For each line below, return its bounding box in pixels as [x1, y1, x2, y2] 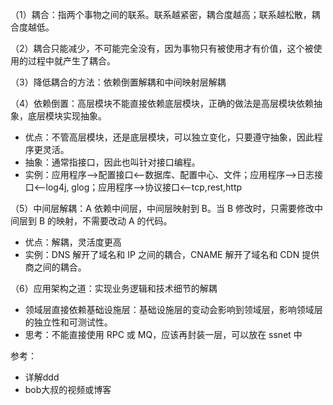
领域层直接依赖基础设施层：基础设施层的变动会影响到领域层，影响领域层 [24, 304, 323, 315]
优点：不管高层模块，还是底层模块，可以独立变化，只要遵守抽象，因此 [24, 131, 315, 143]
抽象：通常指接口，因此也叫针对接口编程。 [24, 156, 201, 168]
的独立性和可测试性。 [24, 316, 113, 328]
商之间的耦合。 [24, 261, 87, 273]
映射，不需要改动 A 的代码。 [56, 215, 173, 227]
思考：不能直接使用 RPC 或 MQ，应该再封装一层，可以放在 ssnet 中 [24, 329, 303, 340]
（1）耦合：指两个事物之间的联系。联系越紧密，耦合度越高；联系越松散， [10, 9, 312, 20]
